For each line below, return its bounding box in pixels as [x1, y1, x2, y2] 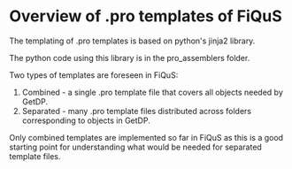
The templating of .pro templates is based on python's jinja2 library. [9, 35, 256, 46]
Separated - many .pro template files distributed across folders [21, 105, 252, 116]
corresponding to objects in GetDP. [21, 115, 150, 126]
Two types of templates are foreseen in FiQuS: [9, 69, 179, 81]
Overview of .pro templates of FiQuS [9, 6, 283, 27]
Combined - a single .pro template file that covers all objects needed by [21, 87, 283, 97]
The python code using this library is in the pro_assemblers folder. [9, 52, 250, 63]
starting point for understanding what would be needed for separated [9, 142, 263, 152]
